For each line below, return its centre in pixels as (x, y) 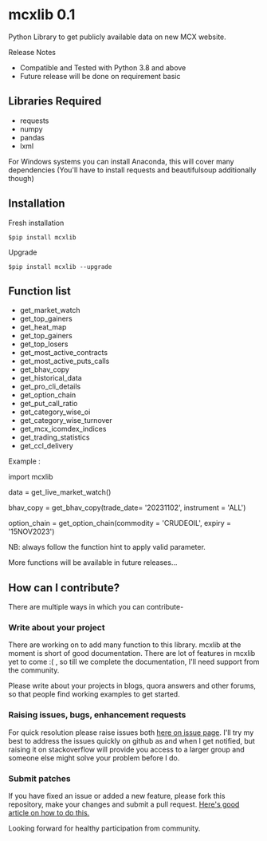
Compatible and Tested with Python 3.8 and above (103, 67)
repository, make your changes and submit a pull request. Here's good (124, 804)
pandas (32, 137)
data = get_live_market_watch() (60, 492)
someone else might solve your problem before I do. (94, 758)
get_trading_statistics (55, 437)
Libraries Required (55, 101)
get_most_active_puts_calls (65, 361)
